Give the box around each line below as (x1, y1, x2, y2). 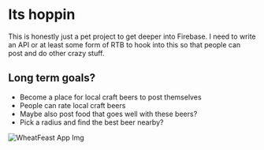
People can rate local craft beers (19, 100, 126, 110)
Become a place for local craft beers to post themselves (19, 92, 203, 102)
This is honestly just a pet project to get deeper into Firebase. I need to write (8, 32, 256, 41)
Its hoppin (8, 6, 76, 24)
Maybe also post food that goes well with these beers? (19, 109, 198, 118)
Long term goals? (8, 71, 96, 84)
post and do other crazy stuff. (8, 48, 105, 58)
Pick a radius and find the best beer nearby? (19, 117, 164, 127)
